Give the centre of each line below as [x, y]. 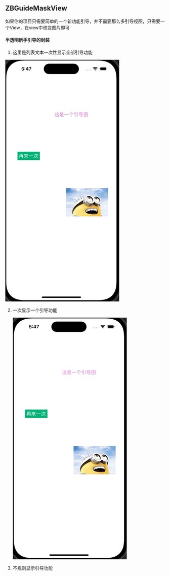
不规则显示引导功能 [33, 568]
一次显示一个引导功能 [35, 310]
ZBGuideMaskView [36, 8]
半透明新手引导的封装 [27, 40]
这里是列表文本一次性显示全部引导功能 [52, 52]
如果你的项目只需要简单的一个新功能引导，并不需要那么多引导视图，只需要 [83, 21]
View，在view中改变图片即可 [39, 27]
